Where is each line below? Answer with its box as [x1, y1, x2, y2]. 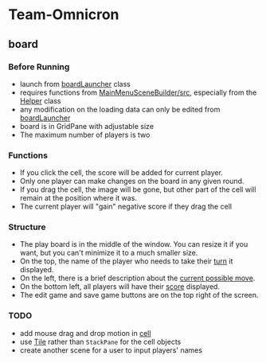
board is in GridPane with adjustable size [19, 121, 154, 131]
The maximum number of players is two [19, 130, 151, 139]
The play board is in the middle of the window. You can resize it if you [19, 240, 248, 249]
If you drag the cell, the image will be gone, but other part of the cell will [19, 185, 256, 194]
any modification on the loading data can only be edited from [19, 104, 221, 114]
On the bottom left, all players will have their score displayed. [19, 282, 221, 291]
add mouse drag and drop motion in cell [19, 328, 151, 338]
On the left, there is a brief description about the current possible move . [19, 273, 256, 283]
